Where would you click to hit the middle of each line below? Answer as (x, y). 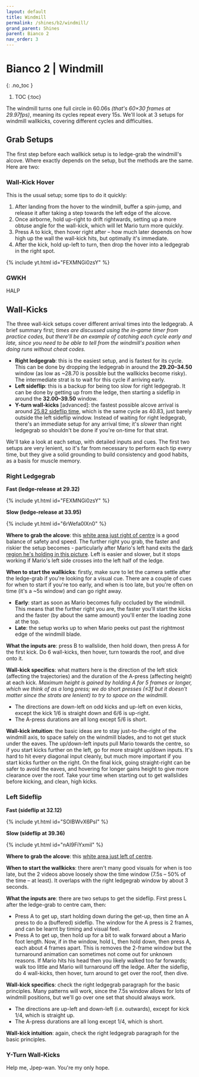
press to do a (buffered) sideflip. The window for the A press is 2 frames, (104, 922)
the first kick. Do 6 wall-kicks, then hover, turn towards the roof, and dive (95, 652)
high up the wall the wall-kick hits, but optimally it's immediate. (91, 238)
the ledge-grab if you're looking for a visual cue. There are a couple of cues (99, 579)
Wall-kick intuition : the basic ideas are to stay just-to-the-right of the (91, 731)
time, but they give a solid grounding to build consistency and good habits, (97, 455)
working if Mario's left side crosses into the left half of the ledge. (85, 561)
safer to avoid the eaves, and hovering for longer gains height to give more (97, 769)
